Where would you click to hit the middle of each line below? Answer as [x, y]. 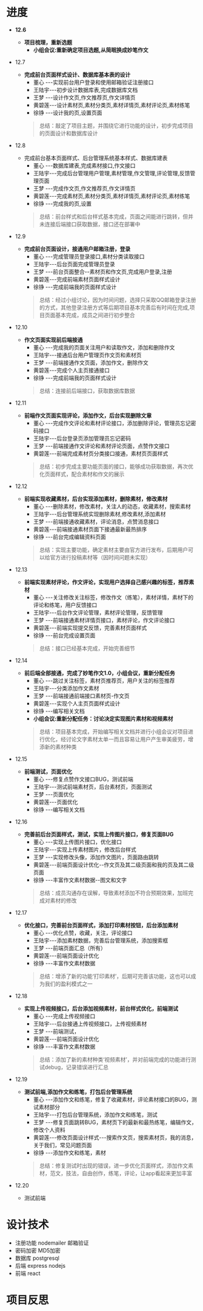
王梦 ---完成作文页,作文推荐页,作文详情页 [84, 188]
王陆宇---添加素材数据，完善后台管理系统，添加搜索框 [101, 940]
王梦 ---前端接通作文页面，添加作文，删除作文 [91, 362]
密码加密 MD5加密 [38, 1250]
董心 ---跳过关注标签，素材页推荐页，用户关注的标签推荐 [104, 680]
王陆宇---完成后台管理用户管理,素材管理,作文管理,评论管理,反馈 [111, 173]
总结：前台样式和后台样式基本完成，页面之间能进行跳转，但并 [116, 216]
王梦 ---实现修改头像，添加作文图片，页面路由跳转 [96, 857]
